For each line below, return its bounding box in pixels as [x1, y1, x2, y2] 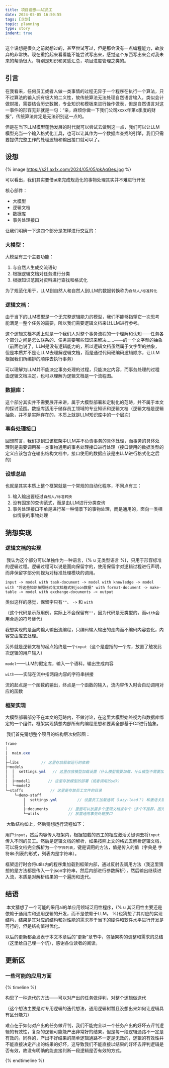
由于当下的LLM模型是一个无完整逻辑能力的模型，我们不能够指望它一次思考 [5, 314, 160, 320]
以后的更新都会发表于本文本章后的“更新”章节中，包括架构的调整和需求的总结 [5, 933, 163, 940]
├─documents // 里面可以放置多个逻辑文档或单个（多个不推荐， [23, 807, 157, 812]
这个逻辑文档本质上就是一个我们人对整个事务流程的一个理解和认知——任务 [5, 331, 159, 337]
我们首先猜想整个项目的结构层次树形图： [6, 731, 91, 737]
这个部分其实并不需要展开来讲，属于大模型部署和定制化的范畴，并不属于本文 [5, 399, 164, 405]
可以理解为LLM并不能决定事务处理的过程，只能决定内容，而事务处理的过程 [5, 366, 160, 372]
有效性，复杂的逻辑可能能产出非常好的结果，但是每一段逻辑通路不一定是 [14, 1028, 164, 1034]
